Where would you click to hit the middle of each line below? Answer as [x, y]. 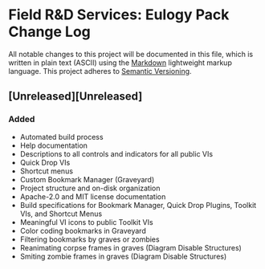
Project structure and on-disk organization [90, 188]
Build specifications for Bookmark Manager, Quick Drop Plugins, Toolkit [138, 205]
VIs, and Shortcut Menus [61, 214]
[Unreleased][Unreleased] [75, 97]
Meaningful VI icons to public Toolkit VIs [87, 222]
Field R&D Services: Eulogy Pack [119, 15]
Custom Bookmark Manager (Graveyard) [87, 179]
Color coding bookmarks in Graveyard [83, 230]
